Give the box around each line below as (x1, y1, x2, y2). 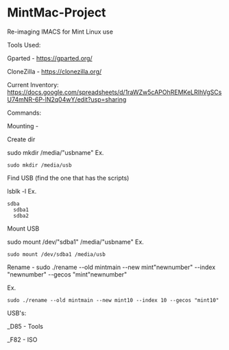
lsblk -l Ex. (7, 187, 37, 195)
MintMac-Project (7, 5, 106, 21)
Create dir (7, 135, 36, 143)
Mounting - (7, 121, 39, 130)
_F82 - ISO (7, 335, 38, 344)
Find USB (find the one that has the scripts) (7, 174, 130, 182)
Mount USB (7, 224, 40, 233)
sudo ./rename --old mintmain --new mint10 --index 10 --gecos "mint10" (7, 296, 219, 303)
